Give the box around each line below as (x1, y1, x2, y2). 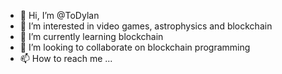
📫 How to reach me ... (19, 53, 113, 64)
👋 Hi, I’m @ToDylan (19, 10, 100, 21)
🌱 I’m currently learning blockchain (19, 31, 164, 42)
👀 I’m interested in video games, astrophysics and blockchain (19, 20, 273, 32)
